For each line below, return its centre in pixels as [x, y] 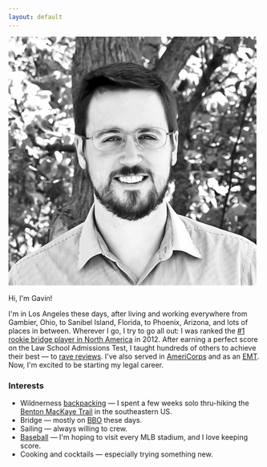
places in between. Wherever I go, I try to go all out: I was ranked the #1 [127, 331]
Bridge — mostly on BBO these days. [81, 420]
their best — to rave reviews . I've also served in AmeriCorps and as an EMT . [134, 356]
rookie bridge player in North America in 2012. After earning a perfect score [133, 339]
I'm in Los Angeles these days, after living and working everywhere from [128, 314]
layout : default [35, 17]
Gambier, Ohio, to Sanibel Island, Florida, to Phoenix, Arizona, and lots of [128, 322]
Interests [26, 385]
